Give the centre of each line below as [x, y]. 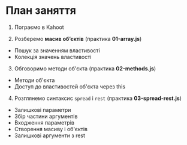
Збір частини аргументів [46, 116]
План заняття [41, 11]
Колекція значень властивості [53, 57]
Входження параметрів [44, 122]
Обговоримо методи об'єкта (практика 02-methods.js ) [85, 68]
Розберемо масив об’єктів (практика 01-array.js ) [78, 39]
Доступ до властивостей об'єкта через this [70, 86]
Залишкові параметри [43, 110]
